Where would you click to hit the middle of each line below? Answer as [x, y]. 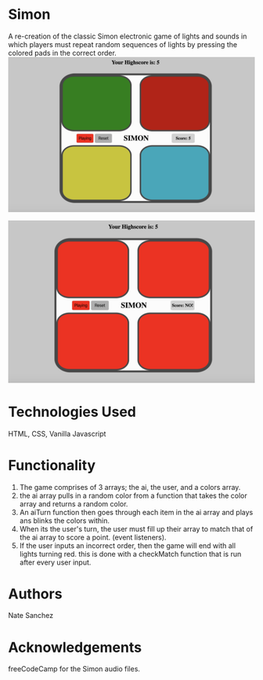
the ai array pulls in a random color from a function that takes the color [133, 495]
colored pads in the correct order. [63, 53]
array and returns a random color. [74, 503]
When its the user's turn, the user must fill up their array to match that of [136, 528]
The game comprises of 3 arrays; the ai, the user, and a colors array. [130, 487]
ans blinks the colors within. [65, 521]
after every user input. [55, 562]
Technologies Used [72, 412]
